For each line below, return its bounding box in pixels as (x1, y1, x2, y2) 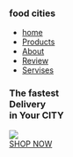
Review (21, 56, 49, 67)
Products (21, 36, 55, 47)
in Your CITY (9, 109, 64, 122)
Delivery (9, 98, 47, 111)
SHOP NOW (9, 138, 53, 149)
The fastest (9, 87, 60, 99)
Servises (21, 65, 55, 75)
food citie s (9, 7, 55, 20)
